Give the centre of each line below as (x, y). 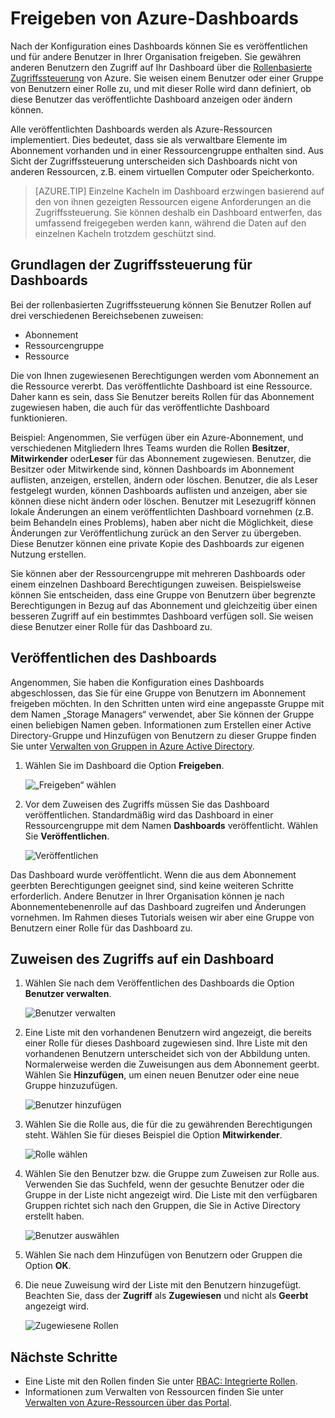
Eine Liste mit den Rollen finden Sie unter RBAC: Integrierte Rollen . (161, 1381)
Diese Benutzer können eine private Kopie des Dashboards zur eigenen (157, 543)
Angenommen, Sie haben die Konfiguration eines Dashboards (137, 682)
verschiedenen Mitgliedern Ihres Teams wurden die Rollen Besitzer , (150, 448)
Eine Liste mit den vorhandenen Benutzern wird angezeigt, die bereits (168, 1033)
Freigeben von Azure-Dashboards (155, 18)
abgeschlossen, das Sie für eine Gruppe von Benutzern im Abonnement (158, 693)
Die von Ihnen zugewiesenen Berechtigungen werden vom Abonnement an (165, 375)
